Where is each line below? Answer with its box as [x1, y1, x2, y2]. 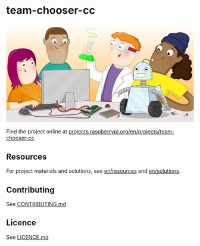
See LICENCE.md [6, 233, 49, 241]
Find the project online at [6, 128, 67, 135]
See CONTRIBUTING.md [6, 201, 67, 208]
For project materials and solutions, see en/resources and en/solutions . [6, 167, 181, 175]
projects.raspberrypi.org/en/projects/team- [68, 128, 175, 135]
